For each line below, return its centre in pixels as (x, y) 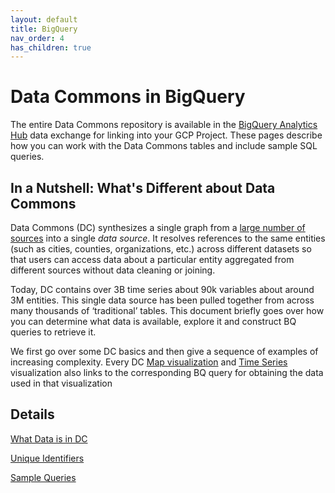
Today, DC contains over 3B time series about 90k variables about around (162, 289)
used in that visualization (61, 383)
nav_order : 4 (37, 38)
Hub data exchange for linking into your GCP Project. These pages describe (166, 135)
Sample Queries (43, 477)
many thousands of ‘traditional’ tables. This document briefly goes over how (167, 310)
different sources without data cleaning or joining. (113, 270)
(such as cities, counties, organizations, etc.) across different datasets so (161, 249)
